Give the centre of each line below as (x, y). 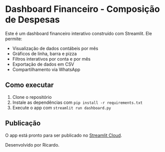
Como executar (29, 85)
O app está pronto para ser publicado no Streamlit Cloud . (64, 135)
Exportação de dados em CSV (43, 64)
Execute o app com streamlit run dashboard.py (62, 107)
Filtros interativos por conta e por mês (51, 59)
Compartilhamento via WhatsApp (46, 69)
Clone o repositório (32, 97)
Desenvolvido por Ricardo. (32, 145)
